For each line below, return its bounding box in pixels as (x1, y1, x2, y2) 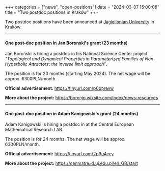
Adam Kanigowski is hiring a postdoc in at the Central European (5, 122, 134, 127)
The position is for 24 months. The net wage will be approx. (5, 136, 126, 142)
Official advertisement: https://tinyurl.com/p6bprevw (5, 85, 114, 91)
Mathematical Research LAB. (5, 127, 64, 133)
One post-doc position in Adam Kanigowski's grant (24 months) (5, 110, 138, 117)
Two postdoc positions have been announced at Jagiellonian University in (5, 19, 155, 24)
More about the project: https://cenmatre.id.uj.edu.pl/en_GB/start (5, 160, 138, 166)
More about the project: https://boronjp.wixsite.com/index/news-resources (5, 95, 158, 101)
